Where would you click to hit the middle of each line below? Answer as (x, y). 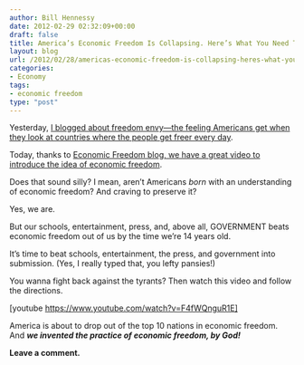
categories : (32, 69)
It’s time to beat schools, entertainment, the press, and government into (142, 254)
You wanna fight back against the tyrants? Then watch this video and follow (151, 281)
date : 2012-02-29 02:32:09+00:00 (72, 26)
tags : (19, 85)
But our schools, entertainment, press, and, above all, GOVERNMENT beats (149, 226)
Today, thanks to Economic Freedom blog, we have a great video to (135, 155)
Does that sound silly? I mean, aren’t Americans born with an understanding (151, 182)
